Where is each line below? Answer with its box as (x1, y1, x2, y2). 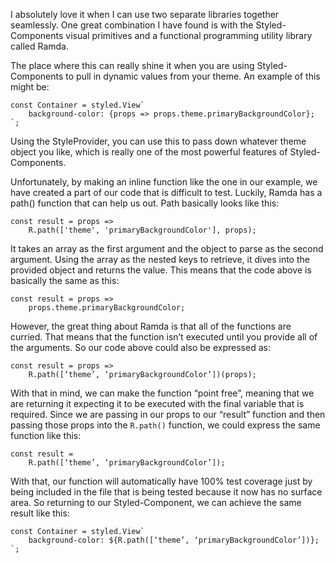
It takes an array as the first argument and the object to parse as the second (10, 243, 324, 254)
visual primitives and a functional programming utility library (65, 30, 313, 41)
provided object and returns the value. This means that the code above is (10, 264, 312, 276)
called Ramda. (10, 40, 69, 52)
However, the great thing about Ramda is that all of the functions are (10, 320, 292, 332)
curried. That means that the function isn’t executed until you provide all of (10, 331, 318, 343)
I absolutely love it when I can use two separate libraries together (10, 9, 280, 20)
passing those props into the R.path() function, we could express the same (10, 419, 321, 431)
